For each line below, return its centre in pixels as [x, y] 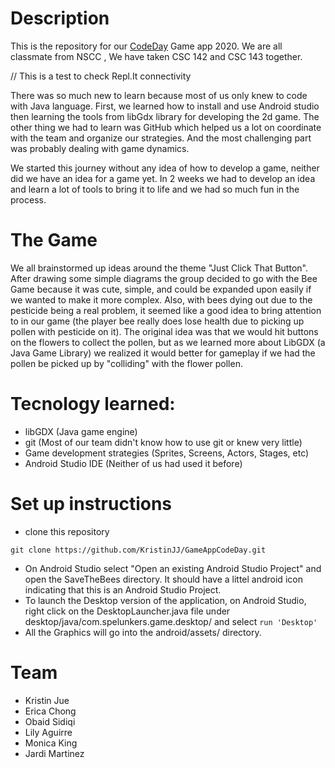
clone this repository [67, 531]
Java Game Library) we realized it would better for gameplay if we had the [163, 353]
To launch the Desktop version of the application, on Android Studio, [165, 600]
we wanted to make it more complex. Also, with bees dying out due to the [161, 299]
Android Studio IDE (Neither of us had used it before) [133, 463]
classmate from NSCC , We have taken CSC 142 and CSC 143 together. [156, 56]
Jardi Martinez [54, 753]
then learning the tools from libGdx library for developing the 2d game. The [165, 116]
